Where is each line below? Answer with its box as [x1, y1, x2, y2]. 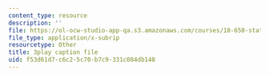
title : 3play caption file [8, 48, 98, 56]
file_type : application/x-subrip [8, 33, 120, 42]
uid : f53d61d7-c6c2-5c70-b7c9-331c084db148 [8, 56, 156, 64]
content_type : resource [8, 11, 88, 20]
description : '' [8, 19, 62, 27]
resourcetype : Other [8, 41, 78, 49]
